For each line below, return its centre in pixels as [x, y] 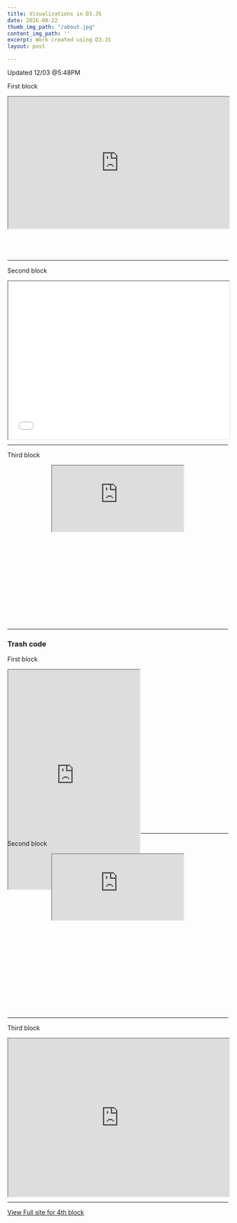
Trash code [27, 643]
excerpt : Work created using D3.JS [59, 40]
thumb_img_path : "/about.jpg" [52, 27]
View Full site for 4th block [46, 1212]
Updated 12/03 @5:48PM [44, 72]
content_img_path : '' [39, 33]
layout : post [26, 46]
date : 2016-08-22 [33, 20]
